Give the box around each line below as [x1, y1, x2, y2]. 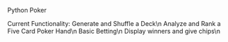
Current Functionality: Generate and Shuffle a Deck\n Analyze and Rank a [7, 20, 221, 27]
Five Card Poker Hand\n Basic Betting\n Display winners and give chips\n [7, 27, 221, 35]
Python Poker [7, 6, 47, 14]
